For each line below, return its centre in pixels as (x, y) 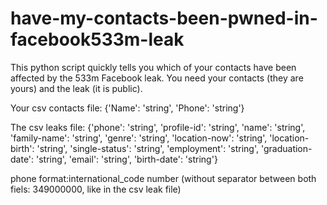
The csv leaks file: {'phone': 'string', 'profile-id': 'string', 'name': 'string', (158, 127)
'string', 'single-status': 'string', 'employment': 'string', (148, 148)
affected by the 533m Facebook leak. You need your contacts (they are (157, 78)
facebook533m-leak (97, 39)
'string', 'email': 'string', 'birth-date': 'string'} (127, 159)
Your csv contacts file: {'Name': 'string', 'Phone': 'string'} (127, 108)
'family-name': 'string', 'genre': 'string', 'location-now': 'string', (139, 138)
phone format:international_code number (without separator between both (163, 178)
